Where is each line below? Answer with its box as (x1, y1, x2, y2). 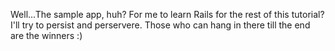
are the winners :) (10, 30, 83, 41)
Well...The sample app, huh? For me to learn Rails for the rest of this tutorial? (10, 9, 325, 20)
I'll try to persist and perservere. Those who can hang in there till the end (10, 19, 311, 31)
